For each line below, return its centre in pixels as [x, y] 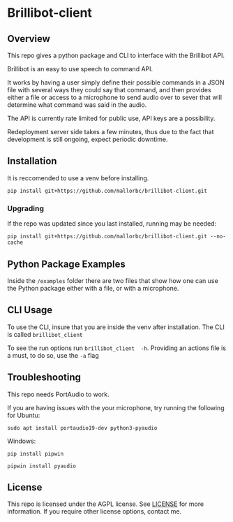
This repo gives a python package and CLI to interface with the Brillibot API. [116, 55]
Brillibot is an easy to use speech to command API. [80, 69]
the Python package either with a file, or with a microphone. [93, 288]
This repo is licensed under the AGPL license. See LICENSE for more [106, 504]
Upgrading [25, 208]
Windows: [22, 441]
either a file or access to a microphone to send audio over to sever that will [114, 97]
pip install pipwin [36, 454]
